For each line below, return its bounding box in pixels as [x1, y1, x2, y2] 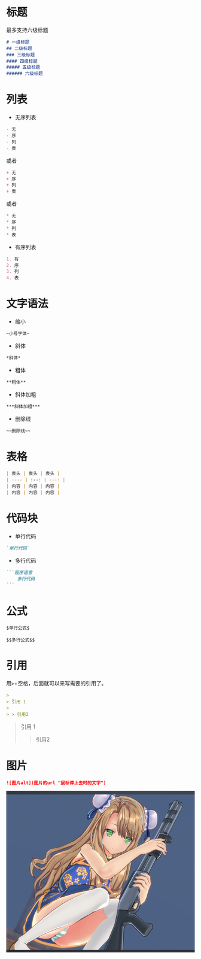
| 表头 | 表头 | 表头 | [6, 471, 60, 477]
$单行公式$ [6, 625, 30, 632]
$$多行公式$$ [6, 637, 35, 644]
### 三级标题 [6, 51, 35, 57]
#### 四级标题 [6, 58, 38, 64]
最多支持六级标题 [6, 26, 48, 34]
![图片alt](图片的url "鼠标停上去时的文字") [6, 779, 106, 786]
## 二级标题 [6, 45, 33, 51]
